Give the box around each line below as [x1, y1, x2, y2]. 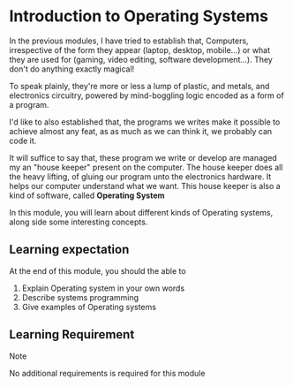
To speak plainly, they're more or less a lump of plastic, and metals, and [9, 80, 270, 91]
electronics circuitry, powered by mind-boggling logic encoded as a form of [9, 90, 284, 101]
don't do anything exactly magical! [9, 64, 135, 74]
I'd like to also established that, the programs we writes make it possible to [9, 117, 281, 127]
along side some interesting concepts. [9, 216, 148, 227]
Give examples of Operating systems [21, 301, 157, 312]
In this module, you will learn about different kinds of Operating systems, [9, 207, 274, 217]
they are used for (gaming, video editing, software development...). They [9, 54, 274, 64]
